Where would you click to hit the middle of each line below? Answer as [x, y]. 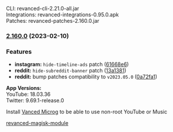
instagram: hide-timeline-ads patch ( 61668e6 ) [72, 64]
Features [19, 51]
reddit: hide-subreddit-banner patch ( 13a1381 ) [70, 71]
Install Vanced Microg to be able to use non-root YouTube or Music [87, 112]
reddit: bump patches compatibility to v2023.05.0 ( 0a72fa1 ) [86, 77]
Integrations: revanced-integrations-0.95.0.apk [63, 15]
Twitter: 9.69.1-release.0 [35, 100]
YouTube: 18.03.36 [28, 94]
